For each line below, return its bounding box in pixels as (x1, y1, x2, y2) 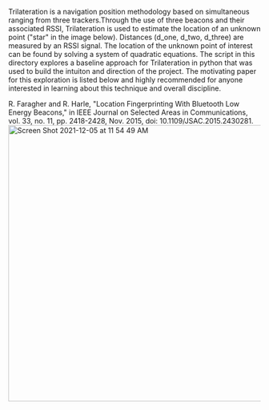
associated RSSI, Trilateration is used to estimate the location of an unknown (8, 24, 262, 33)
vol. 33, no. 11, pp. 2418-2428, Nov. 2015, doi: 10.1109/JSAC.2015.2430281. (8, 116, 254, 125)
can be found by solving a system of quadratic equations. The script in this (8, 50, 255, 59)
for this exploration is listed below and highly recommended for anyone (8, 75, 243, 84)
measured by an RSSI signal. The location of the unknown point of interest (8, 41, 254, 51)
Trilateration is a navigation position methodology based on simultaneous (8, 7, 250, 16)
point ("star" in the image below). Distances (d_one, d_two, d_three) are (8, 32, 244, 42)
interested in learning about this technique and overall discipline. (8, 83, 222, 93)
